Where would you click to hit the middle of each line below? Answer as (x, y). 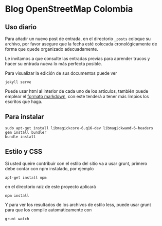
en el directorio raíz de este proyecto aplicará (51, 186)
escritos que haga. (24, 102)
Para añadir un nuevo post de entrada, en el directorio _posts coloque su (78, 39)
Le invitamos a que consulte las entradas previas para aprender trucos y (78, 59)
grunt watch (17, 219)
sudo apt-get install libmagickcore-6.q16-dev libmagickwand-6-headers (79, 128)
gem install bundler (26, 132)
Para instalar (25, 117)
